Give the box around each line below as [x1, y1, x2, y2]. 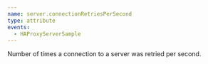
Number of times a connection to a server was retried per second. [7, 50, 202, 58]
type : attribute [7, 17, 56, 24]
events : [7, 23, 31, 31]
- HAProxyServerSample [14, 30, 81, 38]
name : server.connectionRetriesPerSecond [7, 10, 132, 18]
